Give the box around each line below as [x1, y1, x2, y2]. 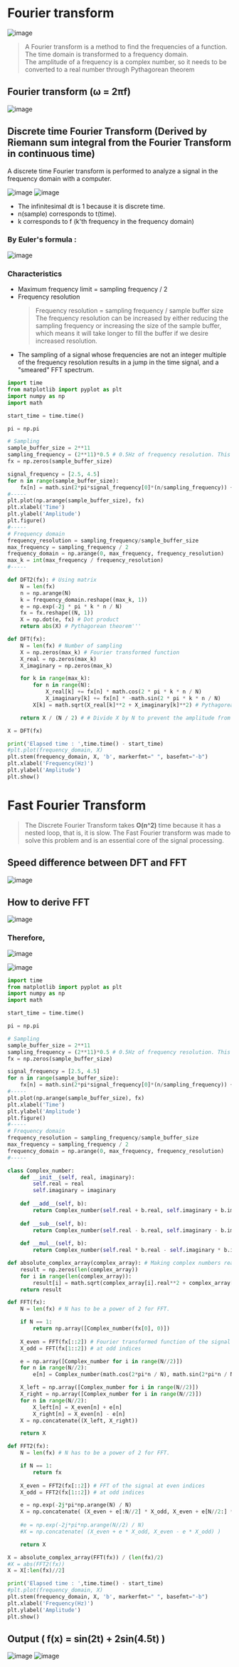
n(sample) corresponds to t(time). [17, 209, 117, 218]
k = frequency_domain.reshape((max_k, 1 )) [20, 596, 148, 603]
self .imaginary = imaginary [33, 1187, 116, 1194]
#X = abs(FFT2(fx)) [7, 1560, 65, 1568]
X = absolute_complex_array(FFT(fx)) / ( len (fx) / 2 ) [7, 1554, 164, 1561]
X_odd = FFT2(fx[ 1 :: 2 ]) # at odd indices [20, 1489, 144, 1496]
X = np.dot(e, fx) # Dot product [20, 616, 119, 623]
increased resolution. [35, 337, 97, 345]
